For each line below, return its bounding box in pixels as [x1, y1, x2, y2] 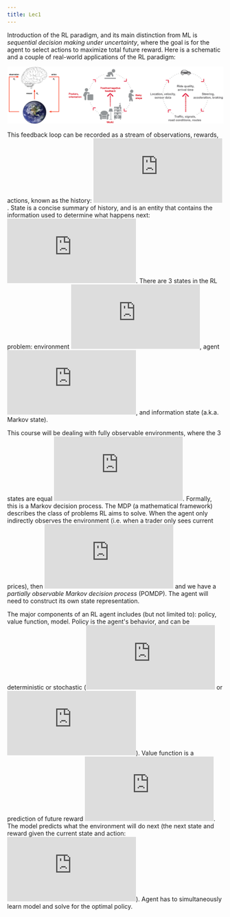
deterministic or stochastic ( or [7, 683, 223, 692]
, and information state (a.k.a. [136, 408, 219, 417]
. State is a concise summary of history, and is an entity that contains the [7, 203, 213, 212]
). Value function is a [136, 749, 194, 758]
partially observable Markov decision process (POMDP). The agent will [7, 590, 209, 598]
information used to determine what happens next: [7, 211, 150, 219]
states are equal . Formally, [7, 495, 212, 503]
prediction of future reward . [7, 815, 216, 823]
